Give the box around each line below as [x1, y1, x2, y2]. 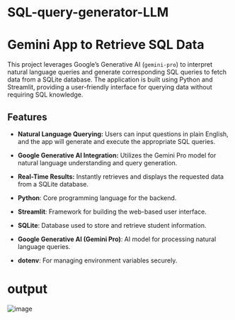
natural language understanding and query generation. [17, 158, 178, 167]
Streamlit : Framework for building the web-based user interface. [17, 207, 207, 216]
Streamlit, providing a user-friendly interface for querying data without [7, 83, 212, 92]
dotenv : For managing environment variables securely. [17, 256, 178, 265]
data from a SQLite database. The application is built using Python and [7, 75, 213, 84]
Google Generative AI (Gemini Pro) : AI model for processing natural [17, 235, 217, 243]
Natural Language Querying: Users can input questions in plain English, [17, 129, 229, 138]
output [7, 281, 48, 297]
